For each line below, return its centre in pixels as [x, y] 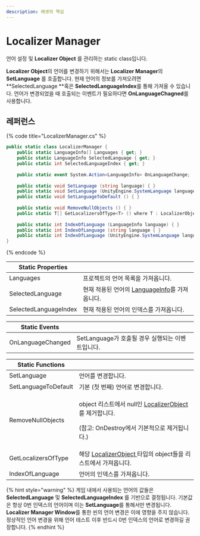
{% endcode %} [26, 253]
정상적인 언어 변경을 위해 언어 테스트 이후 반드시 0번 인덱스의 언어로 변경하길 [95, 520]
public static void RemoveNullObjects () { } [74, 208]
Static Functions [41, 365]
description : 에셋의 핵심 [35, 12]
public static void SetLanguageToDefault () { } [78, 197]
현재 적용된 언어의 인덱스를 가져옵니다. [134, 310]
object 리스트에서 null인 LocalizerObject [134, 404]
